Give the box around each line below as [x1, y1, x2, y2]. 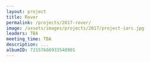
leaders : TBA [6, 31, 39, 37]
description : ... [6, 42, 49, 48]
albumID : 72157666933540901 [6, 47, 76, 53]
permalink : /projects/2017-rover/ [6, 19, 92, 25]
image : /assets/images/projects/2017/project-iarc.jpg [6, 25, 145, 31]
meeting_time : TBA [6, 36, 52, 42]
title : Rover [6, 14, 39, 20]
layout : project [6, 8, 46, 15]
